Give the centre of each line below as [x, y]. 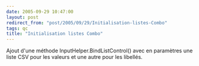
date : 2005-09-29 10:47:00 [40, 12]
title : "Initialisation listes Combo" [55, 34]
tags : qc [17, 28]
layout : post [22, 17]
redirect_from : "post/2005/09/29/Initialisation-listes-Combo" [87, 23]
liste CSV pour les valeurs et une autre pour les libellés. [74, 57]
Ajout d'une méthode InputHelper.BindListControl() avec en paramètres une [99, 51]
